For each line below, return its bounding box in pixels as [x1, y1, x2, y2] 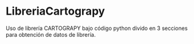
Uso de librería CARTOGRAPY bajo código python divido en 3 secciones [6, 24, 188, 32]
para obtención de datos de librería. [6, 31, 96, 38]
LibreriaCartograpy [6, 4, 105, 18]
